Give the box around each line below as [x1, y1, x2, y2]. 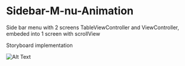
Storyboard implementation [6, 42, 73, 49]
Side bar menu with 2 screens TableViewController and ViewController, [6, 24, 180, 31]
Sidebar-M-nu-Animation [6, 4, 134, 18]
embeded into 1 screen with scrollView [6, 30, 101, 37]
